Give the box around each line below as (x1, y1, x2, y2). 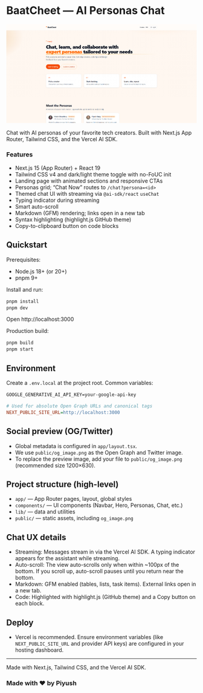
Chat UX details (6, 532, 66, 543)
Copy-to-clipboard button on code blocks (14, 222, 119, 229)
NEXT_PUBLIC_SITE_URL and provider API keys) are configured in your (14, 640, 184, 647)
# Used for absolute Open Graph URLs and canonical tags (6, 403, 153, 409)
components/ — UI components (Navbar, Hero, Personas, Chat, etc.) (14, 501, 183, 509)
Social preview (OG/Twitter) (6, 426, 114, 437)
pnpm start (6, 346, 34, 352)
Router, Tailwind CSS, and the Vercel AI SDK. (6, 135, 118, 142)
